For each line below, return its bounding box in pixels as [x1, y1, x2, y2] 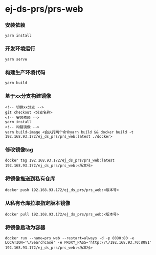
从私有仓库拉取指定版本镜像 [5, 199, 70, 206]
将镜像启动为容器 [5, 224, 45, 231]
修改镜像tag [5, 147, 33, 153]
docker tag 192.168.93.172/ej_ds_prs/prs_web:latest [5, 158, 115, 163]
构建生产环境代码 [5, 69, 45, 76]
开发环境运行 [5, 45, 36, 52]
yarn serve [5, 57, 27, 62]
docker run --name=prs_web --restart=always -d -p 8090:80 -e [5, 235, 134, 240]
